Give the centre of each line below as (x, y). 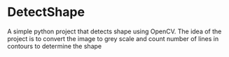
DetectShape (46, 12)
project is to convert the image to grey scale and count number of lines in (113, 38)
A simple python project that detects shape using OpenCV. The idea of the (114, 31)
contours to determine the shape (55, 46)
